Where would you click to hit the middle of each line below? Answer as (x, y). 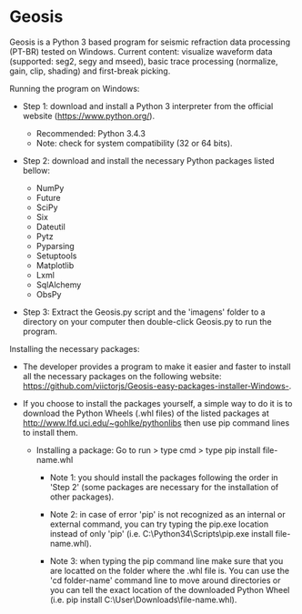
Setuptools (56, 256)
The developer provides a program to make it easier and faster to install (156, 367)
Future (48, 197)
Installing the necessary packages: (75, 348)
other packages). (82, 497)
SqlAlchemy (59, 285)
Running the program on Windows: (75, 88)
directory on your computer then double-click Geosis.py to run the (147, 321)
